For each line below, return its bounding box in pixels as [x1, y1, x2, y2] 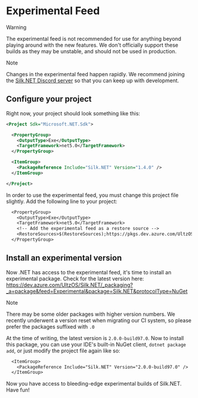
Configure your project [6, 94, 92, 104]
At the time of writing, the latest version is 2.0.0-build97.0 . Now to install [6, 334, 184, 341]
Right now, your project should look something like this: [6, 109, 140, 117]
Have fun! [6, 386, 30, 394]
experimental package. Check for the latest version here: [6, 275, 144, 282]
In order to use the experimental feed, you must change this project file [6, 191, 179, 199]
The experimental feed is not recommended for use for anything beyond [6, 35, 181, 42]
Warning [6, 24, 27, 31]
